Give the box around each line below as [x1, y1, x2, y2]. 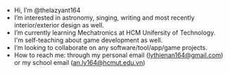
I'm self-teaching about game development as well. [13, 36, 163, 44]
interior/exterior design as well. [13, 21, 104, 29]
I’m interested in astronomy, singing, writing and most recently [13, 13, 195, 22]
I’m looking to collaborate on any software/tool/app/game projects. [13, 44, 207, 51]
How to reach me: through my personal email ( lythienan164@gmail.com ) [13, 51, 224, 59]
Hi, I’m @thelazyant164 [13, 6, 81, 14]
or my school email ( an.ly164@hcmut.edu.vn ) [13, 58, 146, 66]
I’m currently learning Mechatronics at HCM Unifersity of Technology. [13, 28, 216, 37]
